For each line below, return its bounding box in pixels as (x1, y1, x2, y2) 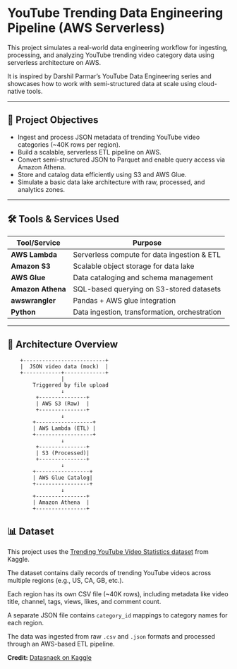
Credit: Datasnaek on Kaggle (7, 653, 92, 662)
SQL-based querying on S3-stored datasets (73, 284, 221, 294)
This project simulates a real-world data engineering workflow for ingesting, (7, 43, 228, 52)
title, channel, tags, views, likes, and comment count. (7, 598, 162, 606)
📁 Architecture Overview (7, 338, 119, 350)
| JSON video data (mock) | (20, 363, 109, 370)
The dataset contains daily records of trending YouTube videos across (7, 569, 212, 577)
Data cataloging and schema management (73, 272, 214, 282)
